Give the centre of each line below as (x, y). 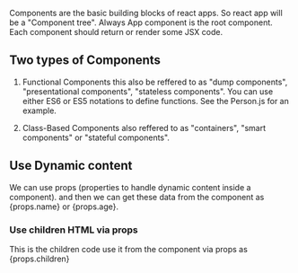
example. (39, 110)
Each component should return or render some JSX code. (116, 32)
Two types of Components (85, 61)
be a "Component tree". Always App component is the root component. (141, 22)
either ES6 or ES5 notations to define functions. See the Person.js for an (155, 101)
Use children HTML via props (74, 230)
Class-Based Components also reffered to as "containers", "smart (144, 128)
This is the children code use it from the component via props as (129, 249)
